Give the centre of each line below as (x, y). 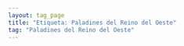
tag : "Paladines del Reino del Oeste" (71, 30)
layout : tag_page (36, 15)
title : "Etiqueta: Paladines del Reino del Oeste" (92, 23)
